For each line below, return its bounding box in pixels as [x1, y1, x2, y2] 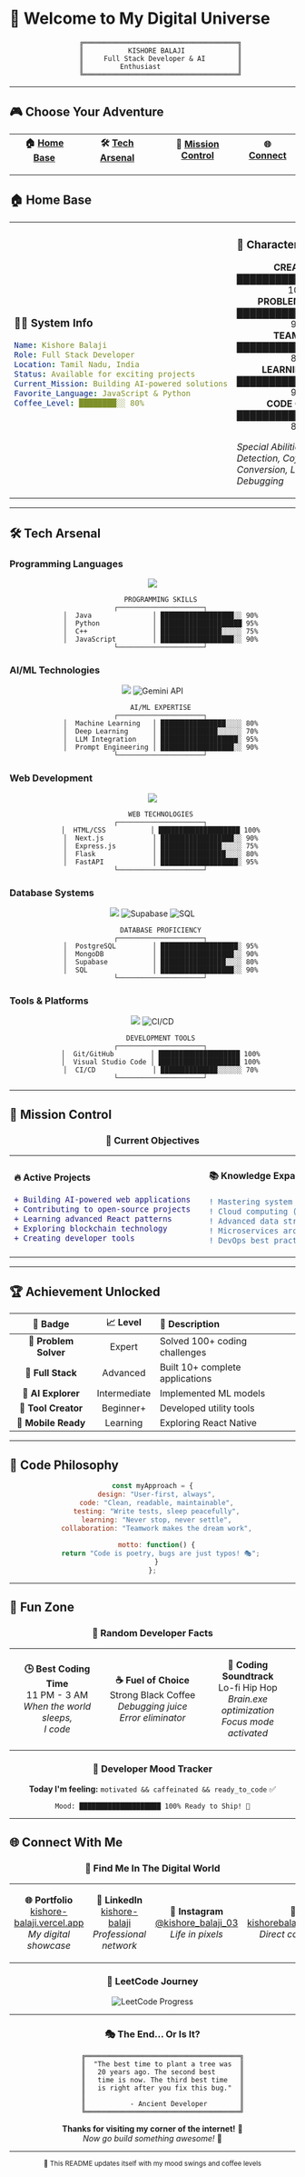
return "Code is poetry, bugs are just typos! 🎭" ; [61, 1549, 261, 1558]
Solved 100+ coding [159, 1335, 248, 1348]
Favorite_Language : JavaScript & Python [14, 388, 192, 398]
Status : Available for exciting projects [14, 368, 196, 379]
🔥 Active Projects [14, 1171, 91, 1183]
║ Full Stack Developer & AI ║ [79, 54, 242, 63]
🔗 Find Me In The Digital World [84, 1862, 221, 1875]
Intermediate [96, 1387, 152, 1400]
